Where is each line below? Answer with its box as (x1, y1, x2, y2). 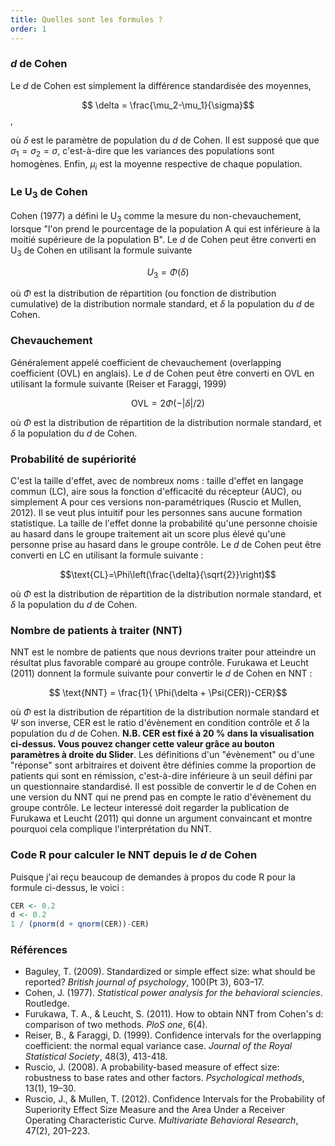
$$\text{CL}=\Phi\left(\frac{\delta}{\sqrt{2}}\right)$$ (59, 568, 277, 580)
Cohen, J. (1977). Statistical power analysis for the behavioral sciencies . (24, 987, 323, 999)
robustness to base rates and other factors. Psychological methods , (24, 1072, 305, 1084)
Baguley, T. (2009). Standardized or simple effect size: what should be (24, 966, 316, 978)
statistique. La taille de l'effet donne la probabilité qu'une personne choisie (10, 517, 318, 529)
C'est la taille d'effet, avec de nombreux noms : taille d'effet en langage (10, 474, 304, 486)
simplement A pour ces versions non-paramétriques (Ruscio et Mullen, (10, 496, 302, 508)
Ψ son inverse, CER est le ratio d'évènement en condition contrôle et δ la (10, 717, 310, 729)
